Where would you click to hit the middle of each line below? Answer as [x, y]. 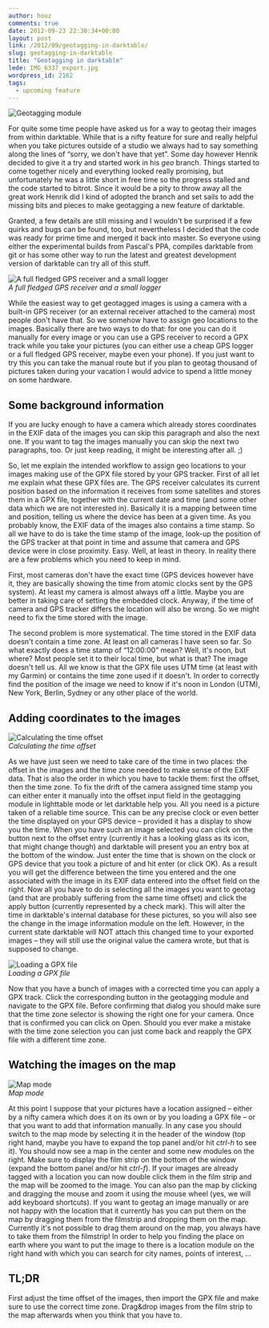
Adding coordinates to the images [94, 718]
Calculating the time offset [52, 746]
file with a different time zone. [57, 1040]
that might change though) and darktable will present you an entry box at [129, 847]
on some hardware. [40, 380]
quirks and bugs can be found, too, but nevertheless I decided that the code [134, 229]
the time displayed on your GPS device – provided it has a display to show [130, 821]
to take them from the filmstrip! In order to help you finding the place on [126, 1236]
